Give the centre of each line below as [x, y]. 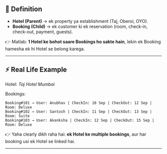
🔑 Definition [24, 9]
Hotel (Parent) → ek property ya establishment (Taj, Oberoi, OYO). [80, 21]
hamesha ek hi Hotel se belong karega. [45, 49]
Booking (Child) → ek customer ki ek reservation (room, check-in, [80, 26]
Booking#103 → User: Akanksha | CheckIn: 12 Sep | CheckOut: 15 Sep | [80, 120]
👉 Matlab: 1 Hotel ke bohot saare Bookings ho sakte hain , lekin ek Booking [83, 41]
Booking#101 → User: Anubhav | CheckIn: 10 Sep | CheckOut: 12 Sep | [79, 103]
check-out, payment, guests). [42, 32]
